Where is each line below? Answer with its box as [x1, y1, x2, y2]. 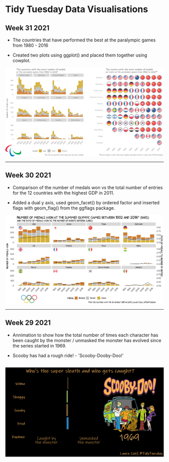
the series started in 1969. [12, 342, 67, 349]
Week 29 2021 [5, 319, 51, 327]
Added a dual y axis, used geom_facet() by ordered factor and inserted [12, 199, 160, 205]
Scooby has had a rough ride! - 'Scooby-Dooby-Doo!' [12, 352, 124, 359]
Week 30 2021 [5, 171, 51, 180]
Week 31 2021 [5, 24, 50, 32]
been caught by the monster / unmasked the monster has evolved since [12, 337, 162, 343]
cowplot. [12, 57, 31, 64]
